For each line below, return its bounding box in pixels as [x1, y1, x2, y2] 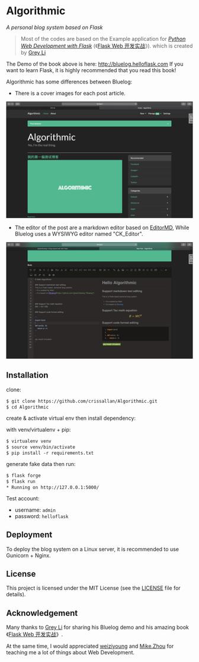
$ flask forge [6, 473, 41, 478]
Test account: [6, 494, 40, 502]
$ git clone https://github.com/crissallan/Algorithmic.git [6, 398, 158, 404]
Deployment [6, 530, 53, 540]
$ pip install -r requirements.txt [6, 450, 94, 456]
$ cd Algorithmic [6, 404, 49, 410]
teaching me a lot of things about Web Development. [6, 649, 135, 656]
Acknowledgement [6, 608, 78, 618]
